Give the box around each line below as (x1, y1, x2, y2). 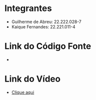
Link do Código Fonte (4, 41, 91, 52)
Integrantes (4, 3, 52, 14)
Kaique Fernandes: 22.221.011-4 (11, 24, 76, 29)
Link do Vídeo (4, 74, 61, 85)
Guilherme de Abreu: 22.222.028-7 (11, 19, 82, 25)
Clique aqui (11, 89, 34, 95)
